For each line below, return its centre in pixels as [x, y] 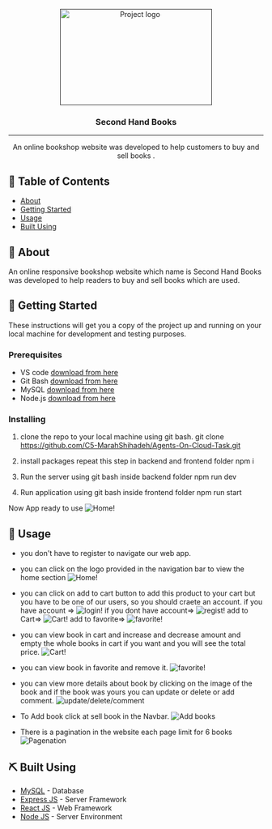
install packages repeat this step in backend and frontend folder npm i [137, 461]
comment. [37, 701]
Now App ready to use [46, 508]
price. [30, 652]
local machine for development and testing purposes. [98, 334]
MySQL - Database [52, 790]
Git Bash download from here [69, 381]
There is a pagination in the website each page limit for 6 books [126, 732]
